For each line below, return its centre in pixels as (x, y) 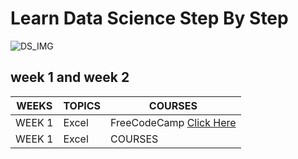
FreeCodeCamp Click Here (173, 122)
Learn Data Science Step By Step (149, 18)
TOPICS (82, 105)
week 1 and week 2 (70, 77)
